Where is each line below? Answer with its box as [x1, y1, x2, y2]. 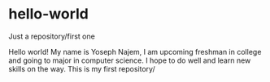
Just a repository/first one [8, 31, 95, 41]
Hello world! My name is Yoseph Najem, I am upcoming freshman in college [8, 47, 262, 56]
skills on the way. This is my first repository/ [8, 64, 156, 73]
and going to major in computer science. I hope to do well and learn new [8, 55, 251, 65]
